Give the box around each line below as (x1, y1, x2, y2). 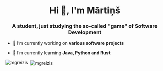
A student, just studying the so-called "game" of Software (12, 23, 158, 30)
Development (68, 29, 102, 36)
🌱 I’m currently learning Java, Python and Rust (12, 50, 111, 56)
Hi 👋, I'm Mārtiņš (49, 5, 120, 16)
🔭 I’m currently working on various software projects (12, 40, 124, 46)
